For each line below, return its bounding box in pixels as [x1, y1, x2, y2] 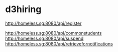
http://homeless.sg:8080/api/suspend [5, 35, 84, 41]
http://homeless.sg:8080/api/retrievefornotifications [5, 40, 113, 46]
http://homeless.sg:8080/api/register [5, 20, 82, 26]
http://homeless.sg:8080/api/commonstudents [5, 30, 102, 36]
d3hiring [5, 4, 42, 15]
